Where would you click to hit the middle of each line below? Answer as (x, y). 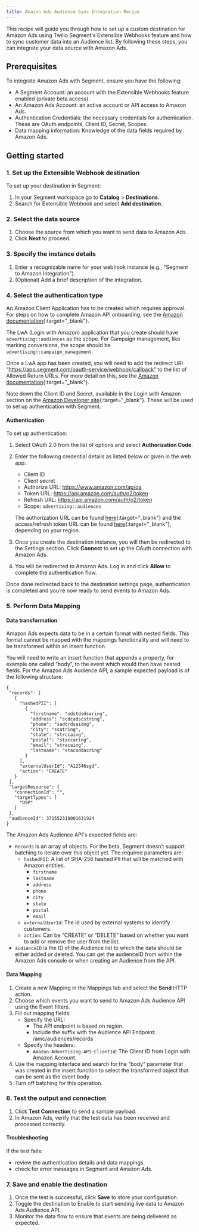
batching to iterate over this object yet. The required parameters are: (99, 853)
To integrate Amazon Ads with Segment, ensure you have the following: (94, 81)
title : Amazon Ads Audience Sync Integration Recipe (73, 12)
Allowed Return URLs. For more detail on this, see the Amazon (83, 376)
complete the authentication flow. (56, 573)
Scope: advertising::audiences (63, 506)
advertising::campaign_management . (50, 352)
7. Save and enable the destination (57, 1184)
